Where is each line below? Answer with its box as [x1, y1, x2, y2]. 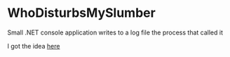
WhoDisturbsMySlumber [7, 5, 156, 21]
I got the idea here [7, 42, 60, 50]
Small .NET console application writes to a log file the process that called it [7, 28, 223, 37]
